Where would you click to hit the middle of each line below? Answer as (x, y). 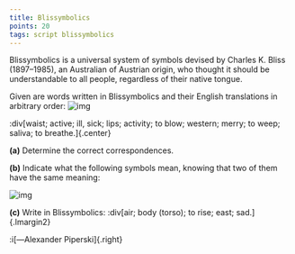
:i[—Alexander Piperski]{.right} (66, 240)
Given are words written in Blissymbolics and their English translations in (143, 96)
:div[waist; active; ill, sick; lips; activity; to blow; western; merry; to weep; (145, 123)
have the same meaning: (55, 177)
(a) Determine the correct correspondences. (91, 150)
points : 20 (30, 26)
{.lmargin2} (30, 222)
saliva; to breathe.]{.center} (60, 133)
